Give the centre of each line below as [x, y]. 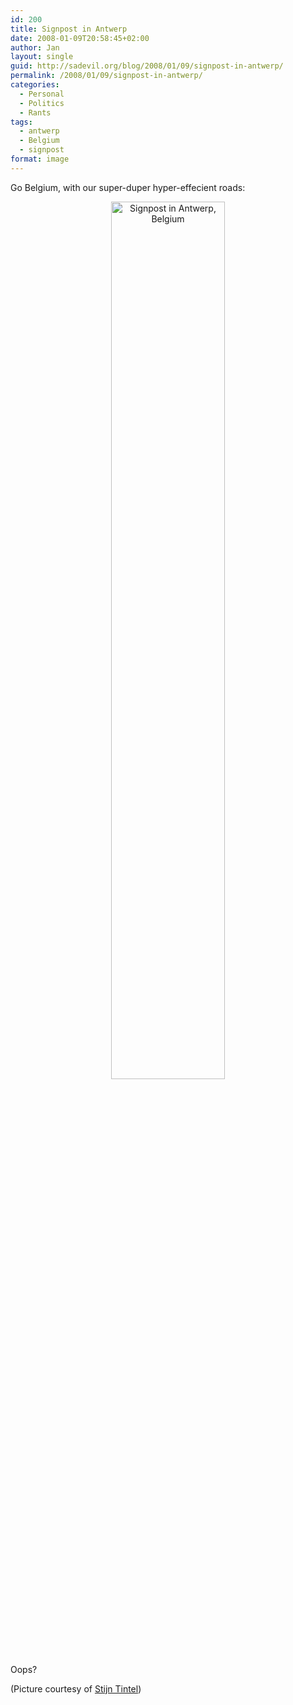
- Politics [42, 103]
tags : [21, 122]
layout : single [42, 57]
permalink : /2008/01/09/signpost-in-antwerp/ [106, 76]
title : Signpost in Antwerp [69, 29]
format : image [40, 159]
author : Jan [35, 47]
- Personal [42, 94]
